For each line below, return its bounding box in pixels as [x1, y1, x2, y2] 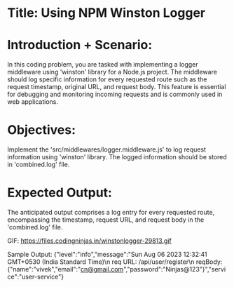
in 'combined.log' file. [7, 160, 70, 169]
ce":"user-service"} [7, 272, 64, 281]
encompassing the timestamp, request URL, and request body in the [7, 215, 205, 224]
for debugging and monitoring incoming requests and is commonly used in [7, 90, 223, 99]
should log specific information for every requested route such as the [7, 75, 207, 84]
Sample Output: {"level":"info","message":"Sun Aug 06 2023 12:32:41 [7, 251, 208, 258]
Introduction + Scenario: [7, 37, 153, 53]
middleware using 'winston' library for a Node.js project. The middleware [7, 68, 217, 76]
